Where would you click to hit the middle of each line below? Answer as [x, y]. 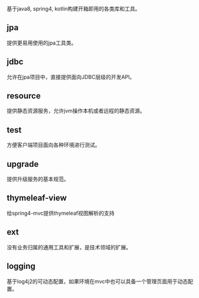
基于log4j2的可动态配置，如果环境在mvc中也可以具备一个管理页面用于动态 [97, 281]
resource [24, 96]
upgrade [23, 164]
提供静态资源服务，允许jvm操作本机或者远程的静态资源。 [76, 111]
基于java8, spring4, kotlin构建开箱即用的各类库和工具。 [74, 9]
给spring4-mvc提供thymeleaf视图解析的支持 [61, 213]
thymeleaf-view [37, 198]
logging [21, 266]
